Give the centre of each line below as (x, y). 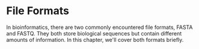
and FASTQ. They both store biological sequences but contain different (94, 33)
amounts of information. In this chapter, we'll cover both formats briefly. (95, 40)
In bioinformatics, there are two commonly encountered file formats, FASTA (99, 27)
